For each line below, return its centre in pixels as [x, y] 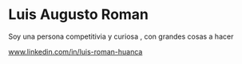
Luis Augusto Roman [79, 15]
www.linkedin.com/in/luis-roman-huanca [75, 51]
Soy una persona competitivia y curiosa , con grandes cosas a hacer [121, 36]
